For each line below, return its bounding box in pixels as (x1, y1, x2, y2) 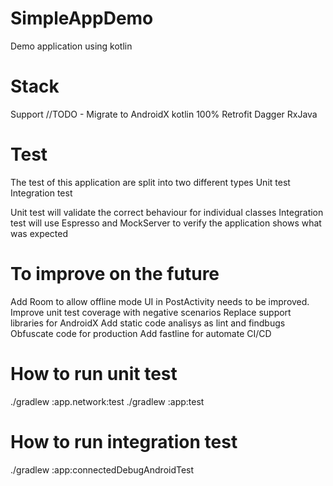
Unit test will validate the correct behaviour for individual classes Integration (10, 206, 324, 218)
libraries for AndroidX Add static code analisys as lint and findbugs (10, 317, 286, 329)
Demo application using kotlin (10, 40, 133, 52)
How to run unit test (10, 362, 178, 385)
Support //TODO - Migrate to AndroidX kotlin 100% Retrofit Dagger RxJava (10, 108, 318, 120)
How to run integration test (10, 430, 238, 453)
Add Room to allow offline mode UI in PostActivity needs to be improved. (10, 295, 310, 307)
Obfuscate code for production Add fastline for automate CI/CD (10, 327, 272, 339)
